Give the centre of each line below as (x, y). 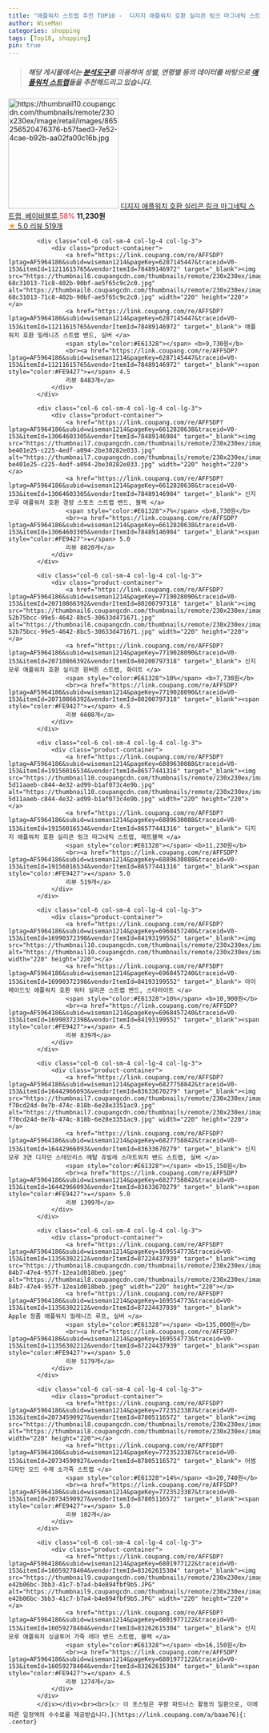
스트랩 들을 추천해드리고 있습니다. (100, 82)
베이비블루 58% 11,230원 (65, 216)
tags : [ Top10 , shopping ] (50, 38)
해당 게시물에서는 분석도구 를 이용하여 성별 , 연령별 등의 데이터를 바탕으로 (139, 72)
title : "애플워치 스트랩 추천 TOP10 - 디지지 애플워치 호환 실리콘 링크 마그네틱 (127, 16)
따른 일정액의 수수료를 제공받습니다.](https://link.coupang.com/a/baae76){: (127, 1715)
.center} (23, 1722)
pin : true (25, 46)
